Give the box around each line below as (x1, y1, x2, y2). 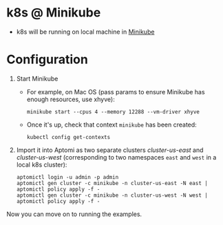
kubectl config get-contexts (26, 133, 111, 140)
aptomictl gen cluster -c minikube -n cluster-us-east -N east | (16, 180, 208, 186)
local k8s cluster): (16, 160, 67, 169)
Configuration (6, 52, 89, 67)
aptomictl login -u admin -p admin (16, 173, 119, 180)
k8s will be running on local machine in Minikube (16, 28, 155, 36)
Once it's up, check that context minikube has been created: (26, 120, 197, 129)
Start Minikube (16, 74, 59, 83)
